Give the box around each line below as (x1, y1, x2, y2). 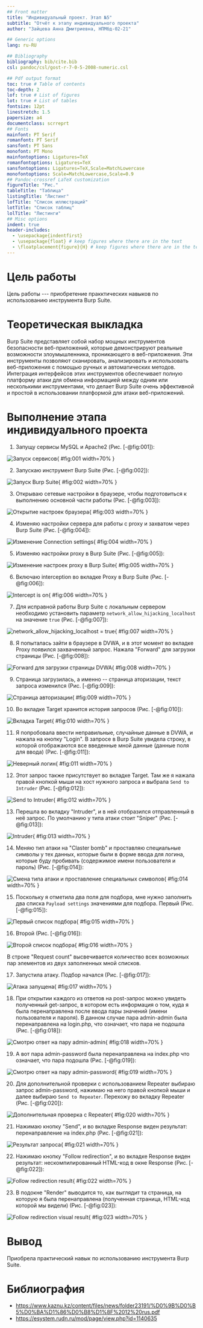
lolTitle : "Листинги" (7, 210, 61, 216)
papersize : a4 (7, 114, 43, 121)
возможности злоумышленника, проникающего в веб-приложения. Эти (7, 350, 193, 357)
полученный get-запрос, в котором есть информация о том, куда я (15, 1001, 189, 1008)
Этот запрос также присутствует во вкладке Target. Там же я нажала (15, 772, 195, 779)
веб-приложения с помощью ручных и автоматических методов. (7, 363, 176, 371)
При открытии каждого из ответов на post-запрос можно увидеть (15, 994, 186, 1001)
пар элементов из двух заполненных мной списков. (7, 959, 141, 966)
